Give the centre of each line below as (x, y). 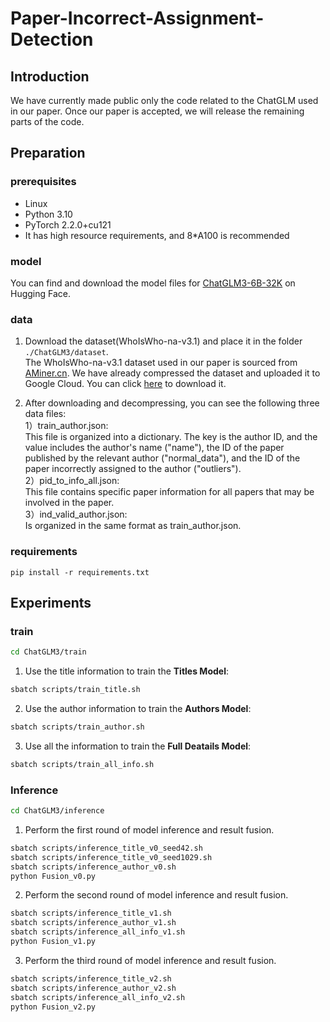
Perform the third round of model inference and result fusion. (150, 960)
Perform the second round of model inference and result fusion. (156, 895)
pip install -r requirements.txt (80, 572)
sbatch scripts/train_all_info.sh (82, 764)
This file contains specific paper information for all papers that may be (169, 492)
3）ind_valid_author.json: (76, 514)
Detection (52, 39)
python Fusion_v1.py (53, 942)
